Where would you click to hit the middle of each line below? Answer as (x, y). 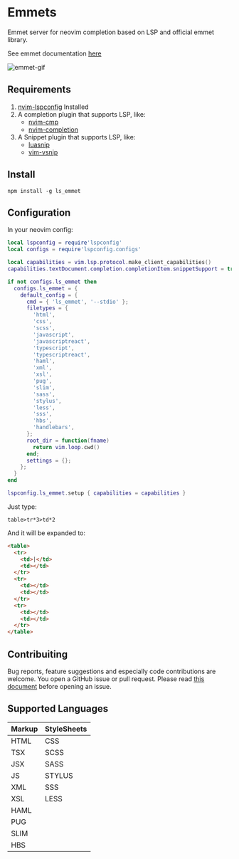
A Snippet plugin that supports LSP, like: (76, 137)
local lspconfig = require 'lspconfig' (65, 243)
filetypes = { (47, 308)
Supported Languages (58, 709)
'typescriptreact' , (62, 354)
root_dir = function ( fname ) (68, 441)
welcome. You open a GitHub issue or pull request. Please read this (106, 679)
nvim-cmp (43, 122)
